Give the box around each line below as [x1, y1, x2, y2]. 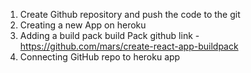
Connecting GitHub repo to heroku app [19, 51, 181, 63]
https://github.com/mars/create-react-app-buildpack [19, 40, 239, 52]
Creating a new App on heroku [19, 19, 147, 31]
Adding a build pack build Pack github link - [19, 30, 200, 41]
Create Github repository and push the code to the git [19, 9, 241, 20]
